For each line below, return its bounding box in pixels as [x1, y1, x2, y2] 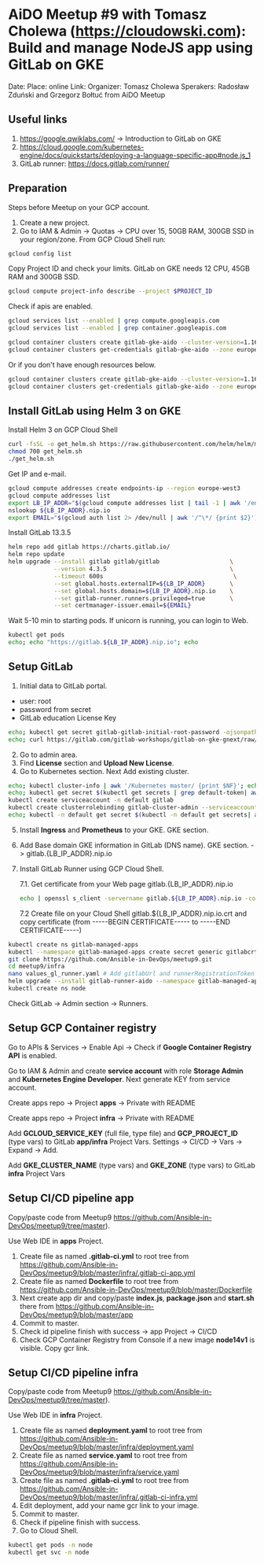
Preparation [8, 182, 68, 195]
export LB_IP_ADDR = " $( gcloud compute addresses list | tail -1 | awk [8, 499, 241, 507]
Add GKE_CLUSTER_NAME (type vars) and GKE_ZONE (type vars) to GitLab [8, 1160, 255, 1170]
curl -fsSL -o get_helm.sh [8, 441, 97, 448]
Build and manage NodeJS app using [8, 39, 254, 57]
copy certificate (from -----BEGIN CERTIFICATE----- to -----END [19, 917, 230, 926]
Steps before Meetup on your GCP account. [8, 202, 150, 212]
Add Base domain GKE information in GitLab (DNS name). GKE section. [19, 840, 249, 850]
